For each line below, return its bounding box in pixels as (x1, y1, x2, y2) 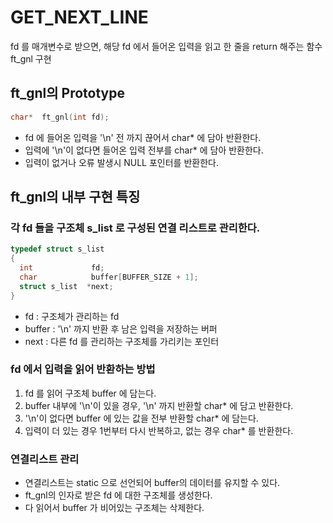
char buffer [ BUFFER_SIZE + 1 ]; (19, 272, 199, 282)
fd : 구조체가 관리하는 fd (24, 310, 120, 322)
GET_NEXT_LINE (10, 6, 149, 29)
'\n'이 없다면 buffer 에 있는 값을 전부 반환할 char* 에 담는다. (24, 412, 259, 424)
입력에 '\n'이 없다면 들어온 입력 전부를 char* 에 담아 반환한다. (24, 144, 264, 156)
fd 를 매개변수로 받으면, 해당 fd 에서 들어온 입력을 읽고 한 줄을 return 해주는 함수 (10, 40, 323, 52)
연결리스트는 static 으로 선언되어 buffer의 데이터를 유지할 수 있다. (24, 477, 281, 489)
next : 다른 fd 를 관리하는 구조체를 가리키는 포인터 (24, 335, 220, 347)
